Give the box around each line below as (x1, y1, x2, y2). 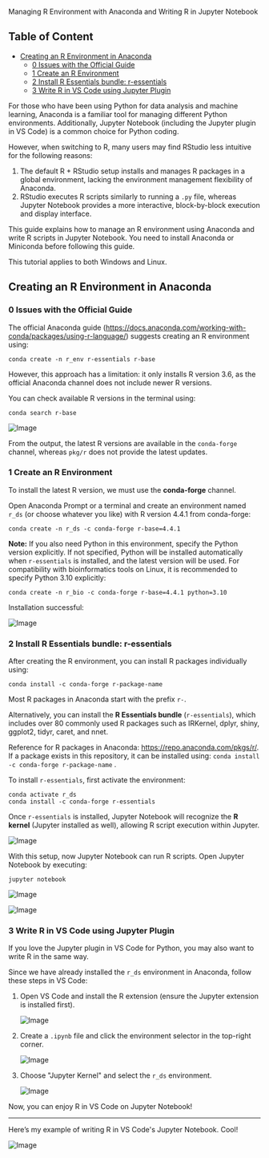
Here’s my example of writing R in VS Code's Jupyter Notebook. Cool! (8, 1125, 239, 1135)
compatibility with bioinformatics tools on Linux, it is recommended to (8, 564, 238, 574)
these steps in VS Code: (8, 976, 88, 985)
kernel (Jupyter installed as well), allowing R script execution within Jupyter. (8, 820, 260, 830)
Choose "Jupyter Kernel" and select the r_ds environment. (19, 1071, 212, 1080)
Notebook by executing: (8, 860, 88, 870)
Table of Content (8, 30, 94, 43)
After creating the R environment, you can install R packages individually (8, 656, 247, 666)
